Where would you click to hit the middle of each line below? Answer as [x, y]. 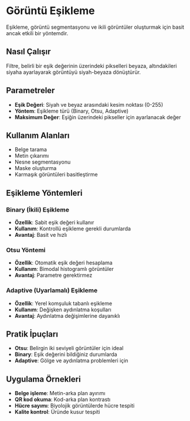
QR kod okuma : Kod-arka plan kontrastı [62, 399]
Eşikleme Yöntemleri [44, 193]
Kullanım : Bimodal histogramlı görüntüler [64, 269]
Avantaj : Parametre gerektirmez [53, 275]
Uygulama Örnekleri [43, 379]
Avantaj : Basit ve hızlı [41, 235]
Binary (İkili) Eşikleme [38, 209]
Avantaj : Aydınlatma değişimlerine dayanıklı [67, 315]
